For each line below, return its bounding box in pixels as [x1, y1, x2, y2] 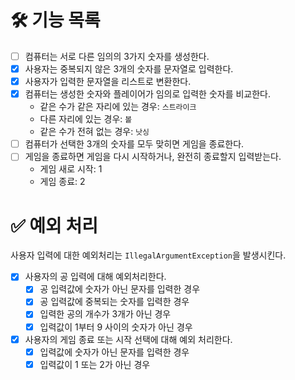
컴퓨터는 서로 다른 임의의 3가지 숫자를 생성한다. [24, 50, 210, 62]
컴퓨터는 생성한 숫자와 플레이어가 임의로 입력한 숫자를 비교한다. [24, 88, 272, 100]
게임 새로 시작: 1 [39, 163, 103, 175]
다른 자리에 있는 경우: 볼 [39, 113, 133, 125]
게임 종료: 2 [39, 176, 86, 188]
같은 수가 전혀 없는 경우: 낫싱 [39, 126, 150, 138]
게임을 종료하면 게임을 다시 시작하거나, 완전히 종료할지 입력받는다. [24, 151, 282, 163]
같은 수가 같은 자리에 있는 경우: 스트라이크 [39, 101, 197, 113]
